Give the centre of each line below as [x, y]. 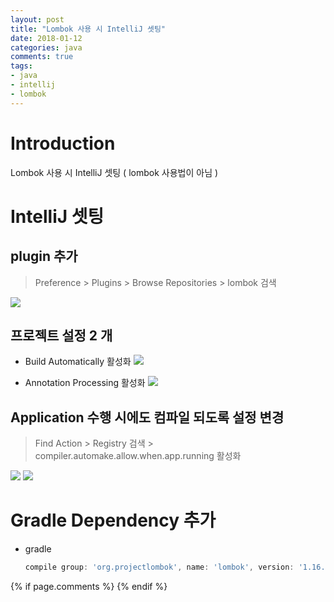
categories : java [46, 47]
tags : [21, 66]
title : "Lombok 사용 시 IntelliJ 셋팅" [88, 29]
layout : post [37, 19]
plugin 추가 [44, 256]
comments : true [42, 57]
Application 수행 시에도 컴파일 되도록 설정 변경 [147, 417]
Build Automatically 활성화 [78, 362]
